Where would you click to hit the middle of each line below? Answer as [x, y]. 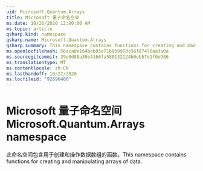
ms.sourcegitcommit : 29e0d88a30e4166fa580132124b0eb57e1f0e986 [88, 57]
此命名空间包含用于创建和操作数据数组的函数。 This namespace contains [96, 155]
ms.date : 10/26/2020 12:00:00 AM [48, 23]
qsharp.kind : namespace [36, 34]
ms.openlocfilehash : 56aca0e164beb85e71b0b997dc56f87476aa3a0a [88, 51]
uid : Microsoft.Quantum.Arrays [46, 12]
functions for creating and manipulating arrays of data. [74, 161]
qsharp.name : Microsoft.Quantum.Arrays [56, 40]
